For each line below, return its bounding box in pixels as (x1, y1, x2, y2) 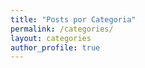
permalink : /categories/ (10, 24, 114, 34)
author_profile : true (10, 42, 101, 53)
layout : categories (10, 33, 92, 43)
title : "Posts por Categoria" (10, 14, 137, 25)
